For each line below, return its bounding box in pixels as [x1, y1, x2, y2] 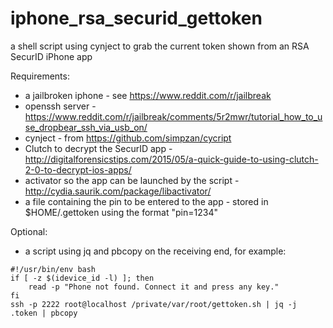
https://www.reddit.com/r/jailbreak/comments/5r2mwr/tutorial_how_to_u [24, 110, 323, 122]
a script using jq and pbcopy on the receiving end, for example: [24, 245, 287, 257]
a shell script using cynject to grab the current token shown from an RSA [10, 40, 310, 52]
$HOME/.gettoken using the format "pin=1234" [24, 206, 218, 218]
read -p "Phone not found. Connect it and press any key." [28, 282, 280, 292]
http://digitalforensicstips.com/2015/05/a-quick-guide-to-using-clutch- [24, 153, 319, 165]
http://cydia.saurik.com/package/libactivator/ [24, 185, 212, 197]
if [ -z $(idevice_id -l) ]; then [10, 273, 155, 283]
